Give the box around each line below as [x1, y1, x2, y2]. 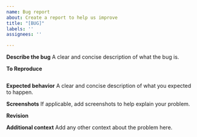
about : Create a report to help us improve [6, 15, 118, 21]
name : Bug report [6, 8, 50, 15]
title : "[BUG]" [6, 20, 45, 26]
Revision [6, 112, 29, 119]
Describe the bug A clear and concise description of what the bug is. [6, 53, 179, 61]
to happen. [6, 89, 33, 96]
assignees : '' [6, 32, 42, 38]
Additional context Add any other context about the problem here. [6, 124, 173, 131]
